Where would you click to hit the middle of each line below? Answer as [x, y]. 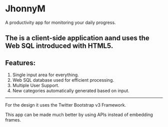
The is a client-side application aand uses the [77, 38]
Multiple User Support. [36, 86]
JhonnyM [25, 9]
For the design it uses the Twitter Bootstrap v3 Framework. [66, 105]
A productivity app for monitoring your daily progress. [60, 22]
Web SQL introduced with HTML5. [59, 46]
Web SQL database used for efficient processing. [63, 80]
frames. [13, 120]
